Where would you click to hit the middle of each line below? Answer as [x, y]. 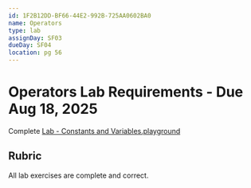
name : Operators [35, 23]
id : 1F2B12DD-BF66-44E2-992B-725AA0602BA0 [80, 16]
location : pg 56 [35, 53]
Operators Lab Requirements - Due [126, 92]
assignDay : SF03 [35, 38]
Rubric [25, 156]
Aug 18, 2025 [53, 109]
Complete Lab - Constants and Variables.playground [94, 131]
